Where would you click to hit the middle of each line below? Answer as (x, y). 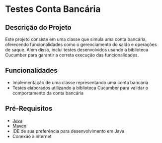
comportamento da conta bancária (48, 93)
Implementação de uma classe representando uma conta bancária (80, 82)
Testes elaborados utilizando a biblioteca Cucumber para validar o (80, 88)
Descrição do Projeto (38, 27)
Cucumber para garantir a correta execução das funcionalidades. (72, 55)
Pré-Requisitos (29, 109)
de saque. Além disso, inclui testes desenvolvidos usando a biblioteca (77, 50)
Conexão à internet (32, 136)
